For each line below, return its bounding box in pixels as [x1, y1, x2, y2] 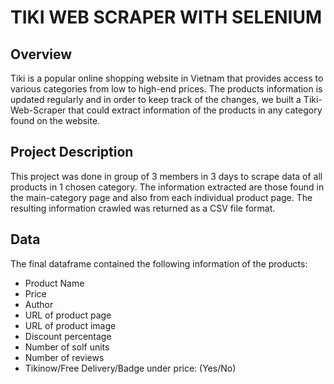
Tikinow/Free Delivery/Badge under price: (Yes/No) [24, 362, 237, 374]
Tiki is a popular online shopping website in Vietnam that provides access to [10, 72, 324, 84]
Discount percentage [24, 330, 112, 342]
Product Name [24, 277, 85, 289]
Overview [10, 46, 73, 63]
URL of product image [24, 319, 117, 331]
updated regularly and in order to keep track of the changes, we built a [10, 94, 302, 105]
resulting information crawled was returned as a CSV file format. [10, 202, 276, 214]
